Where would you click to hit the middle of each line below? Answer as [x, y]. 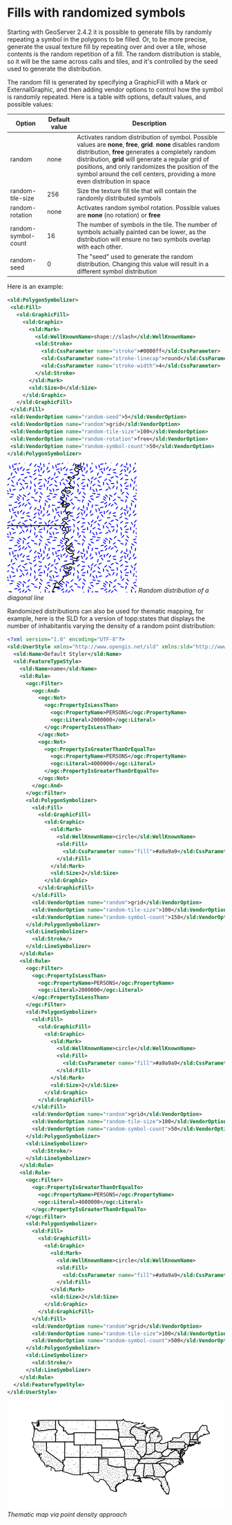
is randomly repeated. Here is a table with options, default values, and [107, 97]
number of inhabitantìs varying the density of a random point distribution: [112, 626]
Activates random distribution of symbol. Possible [147, 137]
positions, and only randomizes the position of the [148, 166]
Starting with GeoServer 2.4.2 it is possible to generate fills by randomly [109, 32]
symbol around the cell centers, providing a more [146, 174]
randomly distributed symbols [119, 198]
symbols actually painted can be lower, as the [142, 232]
